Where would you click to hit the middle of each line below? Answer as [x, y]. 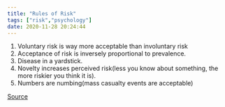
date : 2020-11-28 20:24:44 [46, 26]
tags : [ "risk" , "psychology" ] [50, 20]
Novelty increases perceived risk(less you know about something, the [118, 68]
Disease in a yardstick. [50, 61]
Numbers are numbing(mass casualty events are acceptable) [105, 83]
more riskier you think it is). [57, 76]
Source [17, 97]
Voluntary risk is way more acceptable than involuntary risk [103, 47]
